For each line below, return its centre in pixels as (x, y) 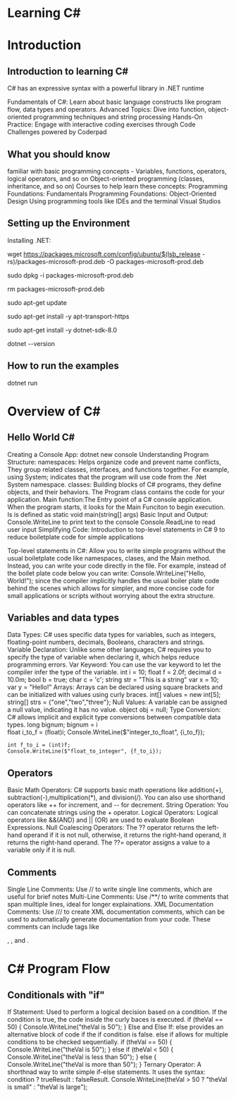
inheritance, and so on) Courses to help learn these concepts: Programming (117, 186)
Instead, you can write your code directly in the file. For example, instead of (117, 566)
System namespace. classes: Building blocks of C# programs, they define (114, 484)
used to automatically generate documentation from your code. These (109, 919)
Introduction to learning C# (68, 71)
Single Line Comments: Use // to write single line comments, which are (110, 889)
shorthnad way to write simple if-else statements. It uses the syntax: (106, 1072)
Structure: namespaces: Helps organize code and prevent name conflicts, (114, 462)
